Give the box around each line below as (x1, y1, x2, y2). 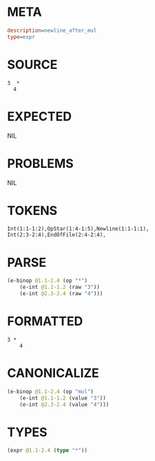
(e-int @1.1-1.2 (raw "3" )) (19, 284, 100, 291)
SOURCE (7, 57, 58, 73)
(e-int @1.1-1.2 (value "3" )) (19, 395, 107, 402)
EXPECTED (7, 109, 72, 124)
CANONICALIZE (7, 366, 100, 381)
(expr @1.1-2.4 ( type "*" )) (7, 447, 88, 454)
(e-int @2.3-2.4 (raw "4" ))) (19, 290, 103, 297)
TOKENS (7, 203, 58, 218)
